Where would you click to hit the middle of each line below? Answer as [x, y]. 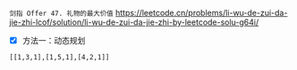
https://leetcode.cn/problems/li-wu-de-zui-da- [201, 13]
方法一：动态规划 [54, 40]
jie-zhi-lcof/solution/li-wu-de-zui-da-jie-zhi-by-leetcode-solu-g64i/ [134, 22]
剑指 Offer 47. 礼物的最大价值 [61, 13]
